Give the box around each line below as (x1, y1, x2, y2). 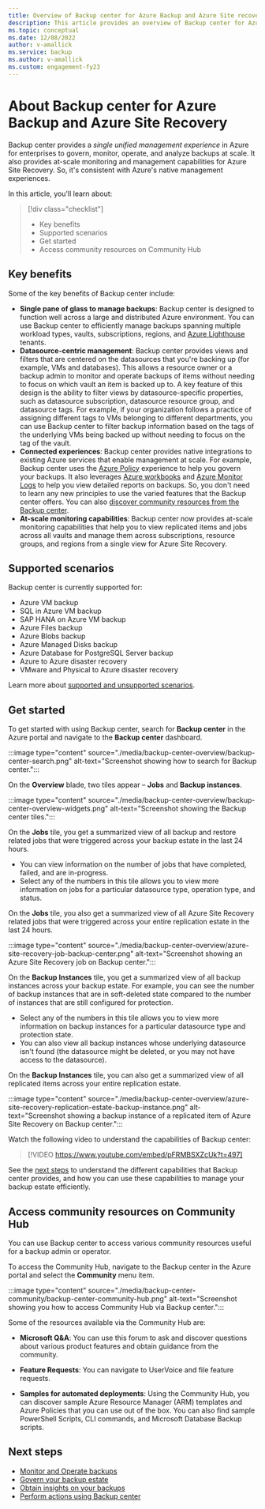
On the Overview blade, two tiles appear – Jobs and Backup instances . (8, 780, 242, 790)
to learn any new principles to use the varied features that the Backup (19, 488, 247, 498)
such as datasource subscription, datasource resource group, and (19, 396, 235, 405)
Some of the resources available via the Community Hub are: (8, 1317, 207, 1327)
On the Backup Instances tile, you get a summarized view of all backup (8, 973, 241, 982)
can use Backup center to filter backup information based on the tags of (19, 421, 255, 431)
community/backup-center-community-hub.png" (8, 1293, 168, 1304)
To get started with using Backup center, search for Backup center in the (8, 724, 246, 734)
